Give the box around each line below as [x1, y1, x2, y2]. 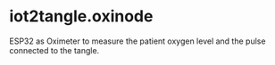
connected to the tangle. [9, 45, 100, 55]
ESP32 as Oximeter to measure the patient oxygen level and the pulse [9, 36, 266, 46]
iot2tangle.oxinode [9, 6, 154, 27]
